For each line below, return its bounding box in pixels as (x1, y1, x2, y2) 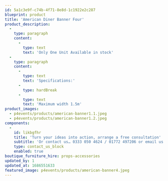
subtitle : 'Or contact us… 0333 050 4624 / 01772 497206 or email (14, 139, 157, 144)
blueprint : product (5, 12, 46, 17)
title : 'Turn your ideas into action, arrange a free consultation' (14, 135, 161, 140)
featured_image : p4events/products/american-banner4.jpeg (5, 168, 130, 173)
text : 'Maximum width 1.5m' (23, 102, 82, 107)
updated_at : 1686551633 (5, 163, 55, 168)
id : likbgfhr (14, 130, 41, 135)
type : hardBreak (23, 87, 57, 93)
